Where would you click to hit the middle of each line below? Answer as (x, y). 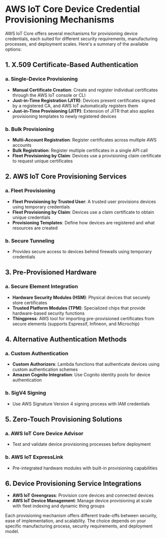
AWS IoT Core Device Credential (73, 9)
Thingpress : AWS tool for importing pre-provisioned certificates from (83, 318)
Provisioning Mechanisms (60, 20)
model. (12, 532)
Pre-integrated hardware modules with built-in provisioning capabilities (85, 468)
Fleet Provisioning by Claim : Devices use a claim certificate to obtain (83, 212)
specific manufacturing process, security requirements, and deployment (79, 526)
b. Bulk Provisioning (30, 129)
